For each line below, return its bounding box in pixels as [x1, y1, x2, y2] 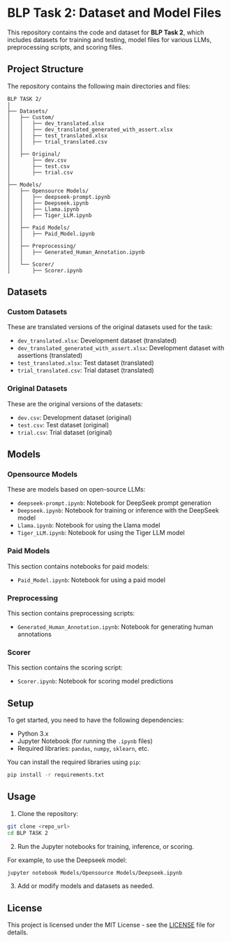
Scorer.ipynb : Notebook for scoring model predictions [17, 677, 174, 686]
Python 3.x [17, 730, 49, 738]
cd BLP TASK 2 [7, 829, 49, 836]
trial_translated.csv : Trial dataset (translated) [17, 366, 155, 375]
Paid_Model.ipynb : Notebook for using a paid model [17, 576, 166, 584]
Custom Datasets [7, 307, 68, 317]
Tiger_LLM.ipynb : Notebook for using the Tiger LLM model [17, 529, 185, 537]
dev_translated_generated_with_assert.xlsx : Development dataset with [17, 344, 225, 352]
